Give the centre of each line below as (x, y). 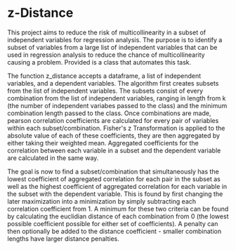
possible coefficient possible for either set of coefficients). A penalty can (113, 223)
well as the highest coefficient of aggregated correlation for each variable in (117, 186)
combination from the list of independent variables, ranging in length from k (117, 98)
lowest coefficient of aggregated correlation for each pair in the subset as (114, 179)
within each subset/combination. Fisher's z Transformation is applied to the (116, 128)
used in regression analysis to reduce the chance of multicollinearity (106, 55)
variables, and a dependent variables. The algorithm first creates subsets (113, 83)
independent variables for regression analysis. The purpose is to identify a (115, 39)
